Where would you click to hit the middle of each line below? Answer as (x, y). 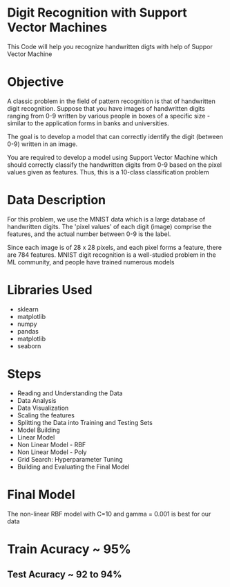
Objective (36, 82)
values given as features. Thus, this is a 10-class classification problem (108, 172)
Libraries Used (50, 290)
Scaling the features (46, 415)
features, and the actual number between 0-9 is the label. (89, 234)
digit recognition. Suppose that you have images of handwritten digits (106, 108)
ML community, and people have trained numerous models (91, 262)
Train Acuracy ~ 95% (69, 549)
